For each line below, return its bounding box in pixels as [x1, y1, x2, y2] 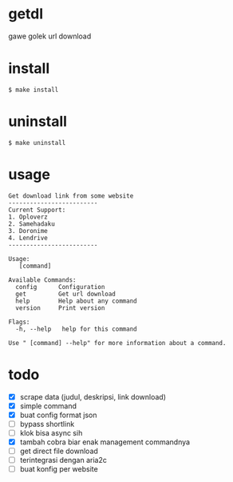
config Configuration [15, 283, 105, 291]
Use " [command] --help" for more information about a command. [8, 339, 227, 347]
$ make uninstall [8, 139, 66, 147]
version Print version [15, 303, 105, 312]
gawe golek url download [8, 31, 92, 41]
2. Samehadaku [8, 219, 56, 228]
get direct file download [19, 446, 98, 456]
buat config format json [19, 410, 97, 420]
